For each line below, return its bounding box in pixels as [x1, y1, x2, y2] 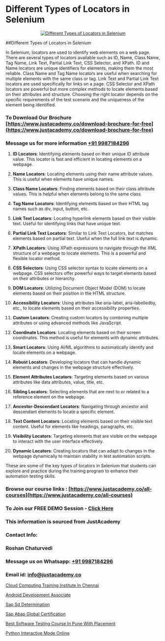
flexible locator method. [12, 256, 61, 262]
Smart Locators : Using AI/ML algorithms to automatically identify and [12, 344, 154, 350]
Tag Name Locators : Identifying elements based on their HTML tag [12, 201, 149, 207]
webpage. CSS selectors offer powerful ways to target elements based [12, 270, 156, 276]
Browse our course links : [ [5, 486, 71, 492]
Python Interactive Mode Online [5, 630, 70, 636]
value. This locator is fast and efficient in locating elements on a [12, 156, 142, 162]
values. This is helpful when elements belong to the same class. [12, 191, 142, 197]
